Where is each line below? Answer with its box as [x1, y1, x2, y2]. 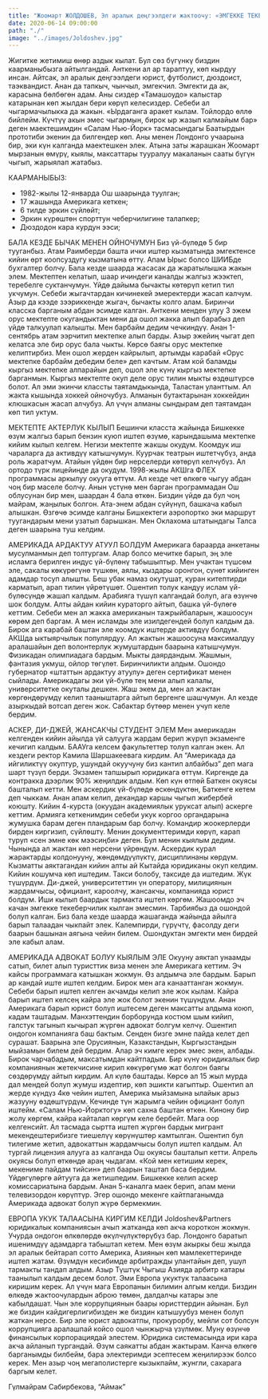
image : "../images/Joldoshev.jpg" [8, 34, 124, 42]
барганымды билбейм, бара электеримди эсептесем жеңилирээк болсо [8, 1350, 257, 1359]
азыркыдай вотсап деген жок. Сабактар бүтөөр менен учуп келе [8, 701, 231, 711]
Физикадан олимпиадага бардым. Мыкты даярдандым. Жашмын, [8, 650, 232, 660]
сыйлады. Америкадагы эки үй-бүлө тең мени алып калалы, [8, 676, 214, 686]
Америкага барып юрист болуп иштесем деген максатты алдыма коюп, [8, 1003, 254, 1014]
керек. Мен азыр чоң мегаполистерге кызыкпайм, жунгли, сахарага [8, 1358, 242, 1368]
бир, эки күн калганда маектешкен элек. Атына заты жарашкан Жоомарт [8, 140, 259, 150]
